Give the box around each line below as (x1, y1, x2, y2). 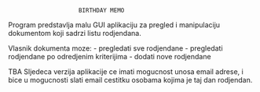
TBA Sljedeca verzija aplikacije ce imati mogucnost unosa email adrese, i (8, 67, 244, 76)
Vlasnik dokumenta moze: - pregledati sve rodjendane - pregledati (8, 44, 223, 53)
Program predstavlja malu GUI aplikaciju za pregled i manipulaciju (8, 20, 221, 30)
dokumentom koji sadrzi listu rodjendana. (8, 29, 141, 37)
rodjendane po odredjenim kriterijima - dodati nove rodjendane (8, 52, 211, 61)
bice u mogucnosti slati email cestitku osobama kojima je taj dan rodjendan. (8, 76, 253, 84)
